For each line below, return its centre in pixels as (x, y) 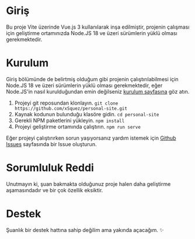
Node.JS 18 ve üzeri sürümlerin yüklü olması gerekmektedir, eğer (84, 85)
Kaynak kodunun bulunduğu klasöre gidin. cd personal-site (87, 114)
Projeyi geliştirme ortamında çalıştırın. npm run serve (78, 126)
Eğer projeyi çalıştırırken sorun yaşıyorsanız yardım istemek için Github (91, 138)
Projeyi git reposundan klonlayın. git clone (66, 103)
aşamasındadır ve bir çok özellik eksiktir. (55, 190)
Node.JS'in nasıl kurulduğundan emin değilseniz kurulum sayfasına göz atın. (98, 91)
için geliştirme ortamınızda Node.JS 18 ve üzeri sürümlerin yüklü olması (92, 33)
